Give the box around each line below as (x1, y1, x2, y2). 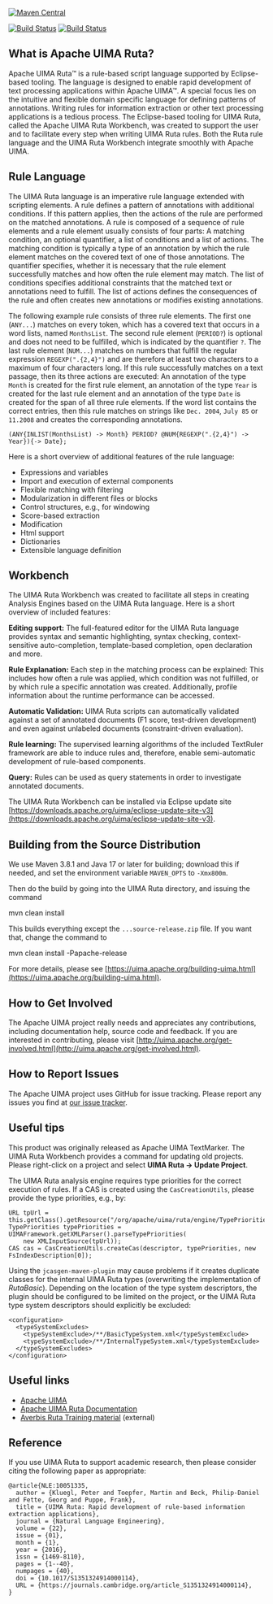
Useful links (8, 1374, 71, 1388)
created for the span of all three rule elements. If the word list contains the (8, 397, 258, 406)
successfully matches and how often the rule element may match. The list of (8, 269, 264, 279)
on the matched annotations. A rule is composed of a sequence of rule (8, 217, 245, 227)
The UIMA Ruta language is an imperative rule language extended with (8, 191, 245, 201)
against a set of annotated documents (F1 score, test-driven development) (8, 715, 258, 725)
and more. (8, 649, 43, 659)
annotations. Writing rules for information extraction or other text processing (8, 102, 264, 113)
